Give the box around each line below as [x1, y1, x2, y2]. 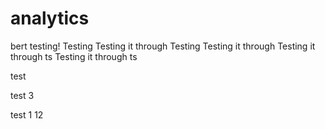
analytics [10, 7, 90, 30]
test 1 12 [10, 108, 44, 121]
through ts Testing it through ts [10, 50, 138, 62]
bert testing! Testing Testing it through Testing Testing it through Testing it [10, 40, 316, 52]
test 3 [10, 89, 35, 101]
